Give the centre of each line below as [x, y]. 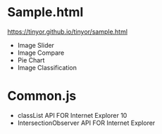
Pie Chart [31, 60]
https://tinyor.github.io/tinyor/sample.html [68, 32]
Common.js [42, 96]
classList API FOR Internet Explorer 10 [72, 115]
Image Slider [36, 45]
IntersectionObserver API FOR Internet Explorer [86, 123]
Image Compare [41, 53]
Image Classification [47, 67]
